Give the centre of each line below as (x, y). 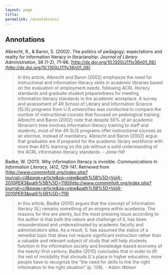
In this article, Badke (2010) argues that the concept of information (86, 203)
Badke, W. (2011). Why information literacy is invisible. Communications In (81, 162)
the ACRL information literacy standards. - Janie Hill (71, 152)
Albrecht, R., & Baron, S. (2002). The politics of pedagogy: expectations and (84, 52)
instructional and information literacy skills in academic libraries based (90, 83)
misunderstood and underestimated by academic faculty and (80, 225)
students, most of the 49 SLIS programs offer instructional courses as (90, 130)
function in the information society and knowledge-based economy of (90, 246)
